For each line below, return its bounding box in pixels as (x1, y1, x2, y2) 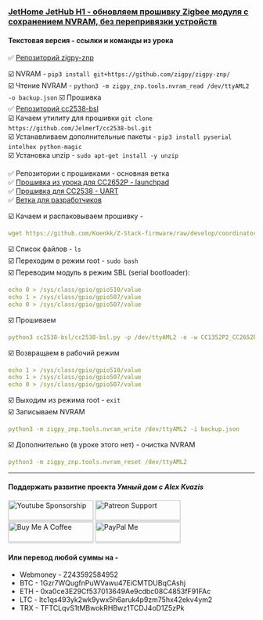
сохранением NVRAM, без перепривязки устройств (8, 16, 218, 27)
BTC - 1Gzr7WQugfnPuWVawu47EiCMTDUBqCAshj (19, 578, 186, 588)
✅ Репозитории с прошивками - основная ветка (8, 169, 170, 178)
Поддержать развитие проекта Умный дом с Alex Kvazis (8, 482, 204, 492)
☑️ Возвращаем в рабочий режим (8, 348, 120, 357)
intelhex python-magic (8, 144, 82, 151)
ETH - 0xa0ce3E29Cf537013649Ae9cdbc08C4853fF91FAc (19, 587, 211, 596)
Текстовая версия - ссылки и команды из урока (8, 35, 174, 45)
